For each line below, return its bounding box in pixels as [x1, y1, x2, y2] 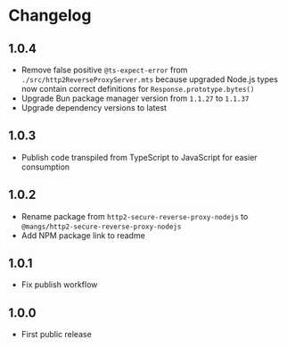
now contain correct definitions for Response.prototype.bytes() [20, 84, 255, 94]
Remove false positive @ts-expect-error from [20, 64, 188, 75]
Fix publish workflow [20, 279, 98, 290]
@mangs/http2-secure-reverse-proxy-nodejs [20, 222, 182, 231]
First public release [20, 329, 93, 340]
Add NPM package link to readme [20, 229, 146, 241]
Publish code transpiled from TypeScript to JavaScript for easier [20, 152, 258, 162]
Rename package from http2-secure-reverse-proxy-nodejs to [20, 211, 249, 221]
